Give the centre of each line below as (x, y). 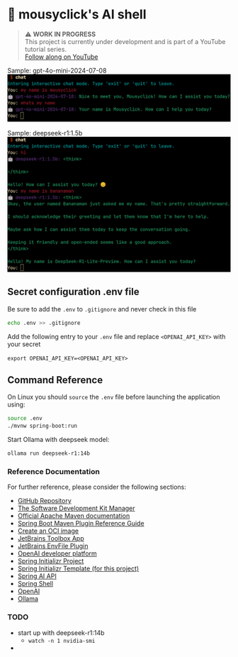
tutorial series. (46, 49)
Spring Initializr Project (51, 561)
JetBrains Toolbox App (51, 539)
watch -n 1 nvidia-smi (62, 641)
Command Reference (55, 380)
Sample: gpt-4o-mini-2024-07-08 (57, 70)
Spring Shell (35, 584)
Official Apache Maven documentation (74, 516)
